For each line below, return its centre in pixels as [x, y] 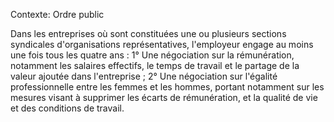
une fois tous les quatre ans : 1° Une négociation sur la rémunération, [152, 55]
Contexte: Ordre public [57, 14]
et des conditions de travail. [67, 108]
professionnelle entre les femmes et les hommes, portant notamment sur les [167, 87]
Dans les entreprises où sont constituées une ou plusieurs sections [148, 33]
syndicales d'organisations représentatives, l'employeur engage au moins [162, 44]
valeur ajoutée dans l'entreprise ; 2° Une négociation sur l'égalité [144, 76]
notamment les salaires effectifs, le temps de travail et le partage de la [155, 65]
